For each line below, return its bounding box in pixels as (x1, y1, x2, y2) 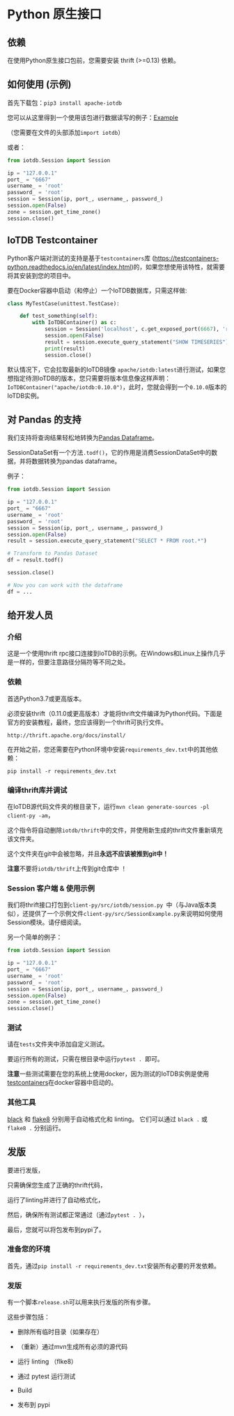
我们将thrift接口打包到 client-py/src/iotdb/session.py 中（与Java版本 (7, 900, 211, 909)
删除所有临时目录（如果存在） (17, 1328, 103, 1336)
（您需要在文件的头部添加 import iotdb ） (7, 128, 124, 136)
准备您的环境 (7, 1244, 51, 1254)
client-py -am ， (7, 811, 54, 819)
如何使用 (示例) (7, 78, 72, 91)
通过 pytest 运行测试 (17, 1372, 76, 1380)
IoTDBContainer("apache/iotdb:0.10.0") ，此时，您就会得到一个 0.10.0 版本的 (7, 382, 227, 391)
